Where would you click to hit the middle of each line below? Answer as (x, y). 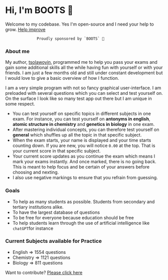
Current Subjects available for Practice (54, 241)
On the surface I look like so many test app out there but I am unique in (78, 99)
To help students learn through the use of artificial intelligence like (81, 223)
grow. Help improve (25, 29)
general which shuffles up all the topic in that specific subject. (77, 135)
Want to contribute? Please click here (44, 272)
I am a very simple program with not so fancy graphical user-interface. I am (83, 88)
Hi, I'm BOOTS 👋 (39, 10)
